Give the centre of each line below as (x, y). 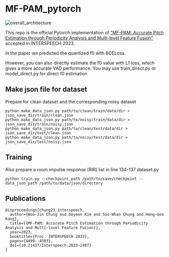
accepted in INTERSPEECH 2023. (40, 43)
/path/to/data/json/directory (71, 183)
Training (19, 157)
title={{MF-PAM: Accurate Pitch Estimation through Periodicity (79, 223)
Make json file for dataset (46, 90)
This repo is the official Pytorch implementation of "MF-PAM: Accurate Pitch (85, 32)
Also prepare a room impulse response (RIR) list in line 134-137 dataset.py (82, 169)
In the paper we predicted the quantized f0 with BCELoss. (66, 53)
